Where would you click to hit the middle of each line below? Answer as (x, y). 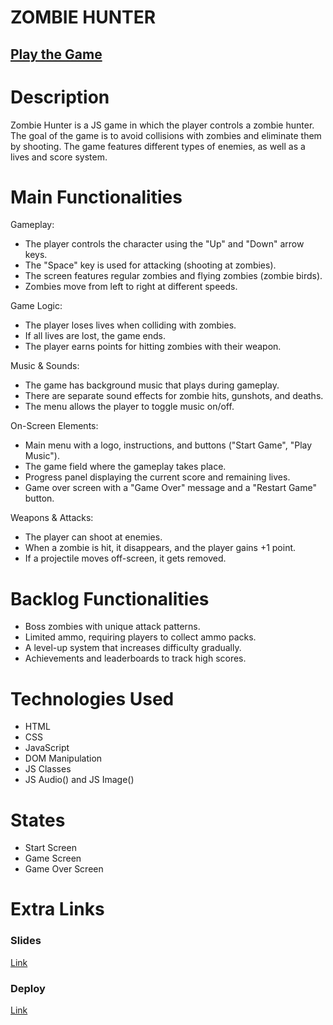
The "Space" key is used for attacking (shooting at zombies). (150, 265)
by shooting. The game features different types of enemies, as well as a (158, 146)
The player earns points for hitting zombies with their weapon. (153, 347)
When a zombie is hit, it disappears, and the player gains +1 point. (160, 548)
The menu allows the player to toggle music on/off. (129, 407)
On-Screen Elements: (54, 426)
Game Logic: (36, 306)
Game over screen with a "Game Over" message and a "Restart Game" (170, 488)
